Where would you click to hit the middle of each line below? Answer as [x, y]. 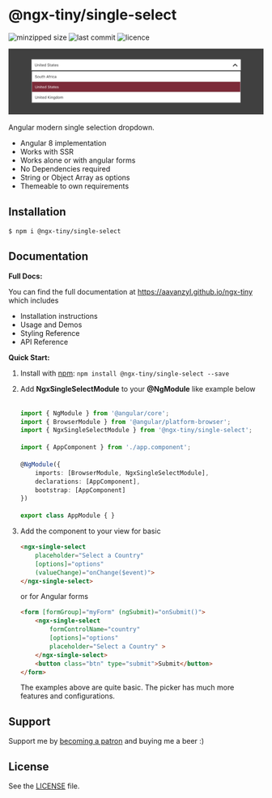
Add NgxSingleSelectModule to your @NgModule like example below [138, 388]
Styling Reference [50, 333]
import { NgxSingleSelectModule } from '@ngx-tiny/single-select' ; [136, 431]
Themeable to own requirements [74, 186]
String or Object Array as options [75, 178]
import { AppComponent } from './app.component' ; [106, 448]
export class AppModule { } [67, 516]
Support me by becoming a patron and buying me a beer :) [106, 741]
